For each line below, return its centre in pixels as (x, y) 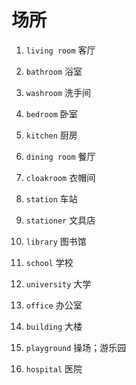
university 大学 (58, 283)
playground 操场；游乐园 (76, 347)
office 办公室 (54, 305)
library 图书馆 (56, 241)
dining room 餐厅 (60, 156)
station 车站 (51, 198)
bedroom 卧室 (51, 113)
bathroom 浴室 (54, 71)
